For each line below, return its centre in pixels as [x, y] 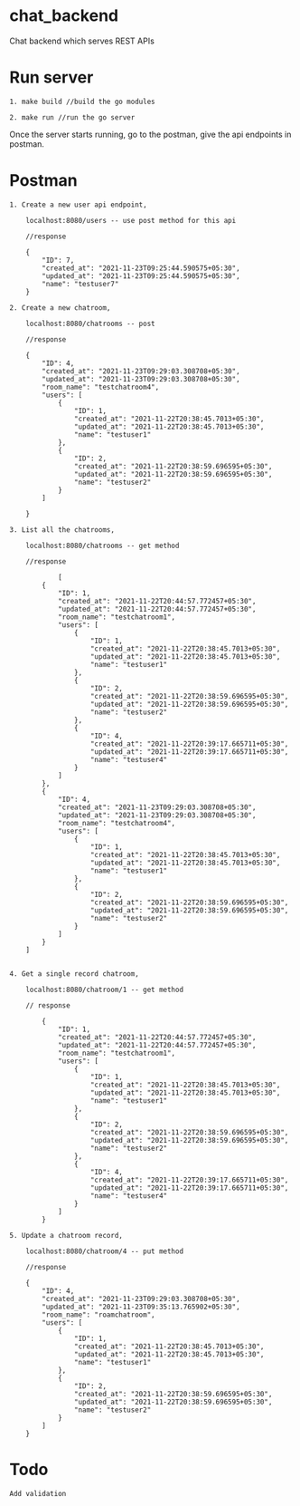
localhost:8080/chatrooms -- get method [103, 545]
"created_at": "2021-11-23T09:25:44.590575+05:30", [141, 268]
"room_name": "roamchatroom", [98, 1315]
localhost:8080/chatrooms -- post [90, 323]
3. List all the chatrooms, [62, 530]
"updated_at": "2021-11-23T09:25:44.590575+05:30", [141, 276]
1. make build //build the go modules [82, 101]
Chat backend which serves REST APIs [82, 41]
